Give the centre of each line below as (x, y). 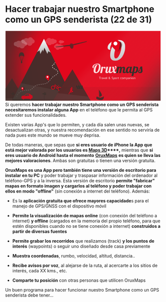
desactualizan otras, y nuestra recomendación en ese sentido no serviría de (82, 130)
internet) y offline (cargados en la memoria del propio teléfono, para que (86, 221)
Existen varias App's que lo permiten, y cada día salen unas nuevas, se (77, 124)
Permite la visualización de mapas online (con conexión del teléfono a (84, 215)
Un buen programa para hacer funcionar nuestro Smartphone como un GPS (82, 290)
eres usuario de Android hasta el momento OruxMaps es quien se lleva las (83, 155)
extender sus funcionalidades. (36, 115)
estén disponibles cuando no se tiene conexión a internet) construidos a (86, 226)
